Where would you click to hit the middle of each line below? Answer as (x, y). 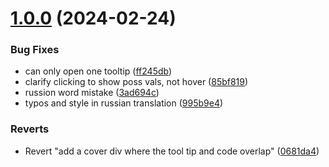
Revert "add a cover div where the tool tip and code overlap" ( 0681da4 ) (172, 151)
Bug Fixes (35, 50)
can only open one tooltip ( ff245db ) (98, 71)
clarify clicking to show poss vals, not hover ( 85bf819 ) (136, 82)
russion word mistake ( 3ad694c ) (92, 93)
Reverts (30, 129)
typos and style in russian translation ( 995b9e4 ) (124, 103)
